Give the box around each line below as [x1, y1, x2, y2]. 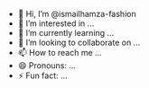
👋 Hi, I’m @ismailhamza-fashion [17, 9, 137, 19]
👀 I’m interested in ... [17, 18, 95, 29]
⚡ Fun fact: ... [17, 70, 68, 81]
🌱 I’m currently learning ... [17, 28, 115, 38]
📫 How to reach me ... [17, 48, 102, 57]
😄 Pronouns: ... [17, 60, 77, 71]
